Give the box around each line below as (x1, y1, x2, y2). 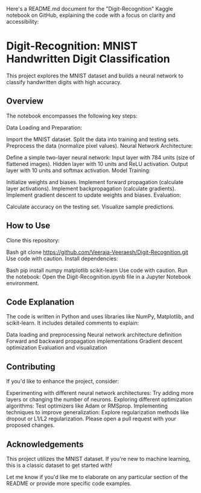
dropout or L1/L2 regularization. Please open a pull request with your (6, 415, 177, 423)
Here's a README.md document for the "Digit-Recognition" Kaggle (6, 5, 173, 12)
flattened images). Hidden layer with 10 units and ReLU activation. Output (6, 160, 188, 167)
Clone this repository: (6, 236, 60, 244)
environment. (6, 279, 39, 286)
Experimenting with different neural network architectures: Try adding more (6, 389, 194, 397)
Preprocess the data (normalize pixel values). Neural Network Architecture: (6, 142, 193, 149)
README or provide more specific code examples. (6, 480, 132, 487)
